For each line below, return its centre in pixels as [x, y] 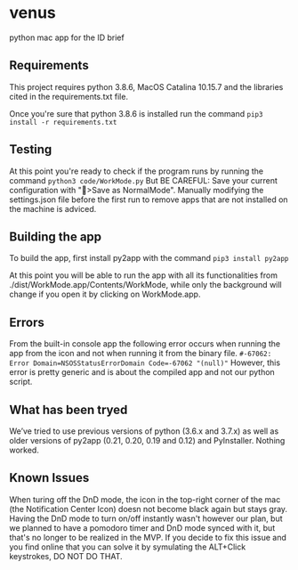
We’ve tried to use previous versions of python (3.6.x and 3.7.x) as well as [144, 431]
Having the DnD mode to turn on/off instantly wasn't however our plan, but [146, 518]
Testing [31, 150]
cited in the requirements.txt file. [69, 96]
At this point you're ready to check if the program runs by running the [137, 171]
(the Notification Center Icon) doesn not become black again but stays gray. [148, 509]
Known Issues [49, 478]
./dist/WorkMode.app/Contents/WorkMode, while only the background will [145, 285]
